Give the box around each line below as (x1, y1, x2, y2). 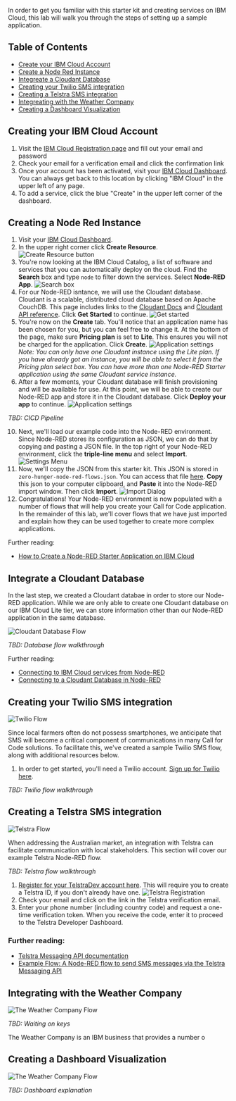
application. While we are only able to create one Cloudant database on (21, 599, 229, 607)
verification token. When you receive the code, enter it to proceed (32, 910, 223, 919)
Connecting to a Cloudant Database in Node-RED (18, 676, 161, 684)
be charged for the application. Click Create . (18, 340, 147, 349)
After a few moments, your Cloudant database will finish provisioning (18, 378, 218, 386)
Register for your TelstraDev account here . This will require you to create (18, 881, 229, 889)
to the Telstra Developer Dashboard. (18, 918, 124, 926)
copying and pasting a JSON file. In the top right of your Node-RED (18, 442, 213, 451)
